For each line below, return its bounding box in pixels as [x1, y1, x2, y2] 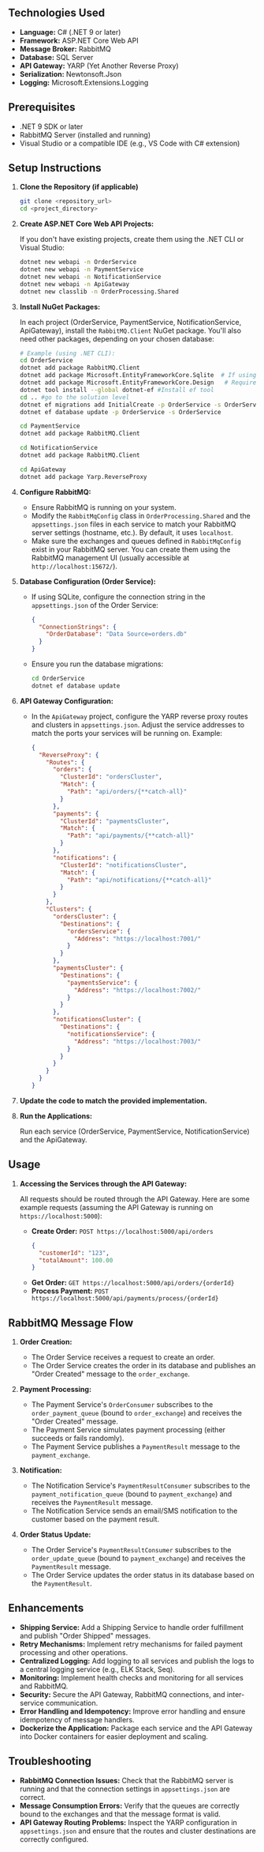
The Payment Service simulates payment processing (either [31, 1425, 226, 1435]
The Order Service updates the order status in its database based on [31, 1571, 255, 1580]
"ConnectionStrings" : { [38, 623, 117, 631]
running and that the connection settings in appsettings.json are [19, 1784, 231, 1794]
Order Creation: [19, 1337, 73, 1347]
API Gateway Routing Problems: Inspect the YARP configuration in [19, 1817, 238, 1827]
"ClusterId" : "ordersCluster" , [59, 773, 163, 781]
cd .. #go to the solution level [19, 393, 130, 402]
